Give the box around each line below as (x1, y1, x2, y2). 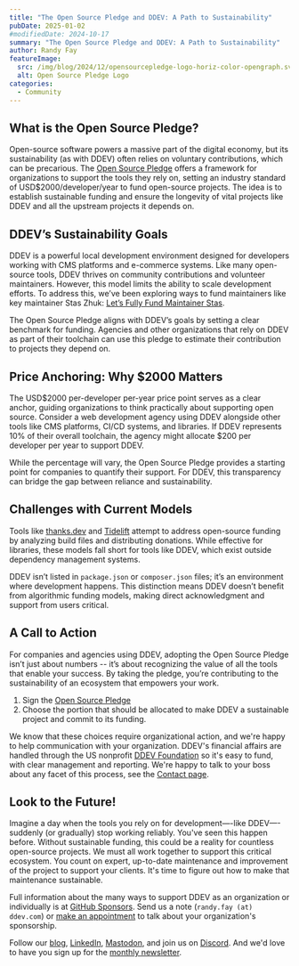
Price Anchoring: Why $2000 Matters (9, 369, 223, 384)
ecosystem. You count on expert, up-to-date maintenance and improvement (9, 856, 288, 866)
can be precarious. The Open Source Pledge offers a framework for (9, 163, 258, 174)
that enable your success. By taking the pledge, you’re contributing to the (9, 668, 279, 678)
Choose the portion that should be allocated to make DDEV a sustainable (21, 704, 289, 715)
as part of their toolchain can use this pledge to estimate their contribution (9, 334, 282, 345)
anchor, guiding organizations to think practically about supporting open (9, 402, 274, 412)
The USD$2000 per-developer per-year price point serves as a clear (9, 393, 262, 403)
